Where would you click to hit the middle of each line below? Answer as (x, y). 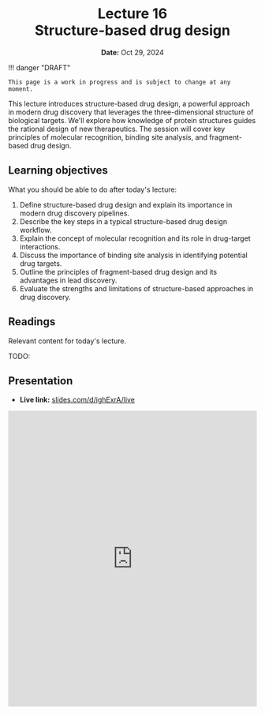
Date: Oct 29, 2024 (132, 52)
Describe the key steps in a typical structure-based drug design (123, 221)
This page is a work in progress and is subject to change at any (119, 82)
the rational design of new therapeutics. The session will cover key (117, 129)
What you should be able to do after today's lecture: (93, 189)
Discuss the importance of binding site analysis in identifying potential (134, 255)
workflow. (35, 230)
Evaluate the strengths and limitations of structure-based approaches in (136, 288)
